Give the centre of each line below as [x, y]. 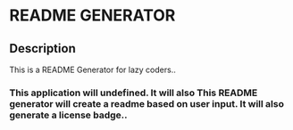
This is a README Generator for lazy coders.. [92, 69]
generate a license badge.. [68, 115]
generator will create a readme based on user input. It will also [146, 103]
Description [42, 49]
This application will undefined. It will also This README [134, 93]
